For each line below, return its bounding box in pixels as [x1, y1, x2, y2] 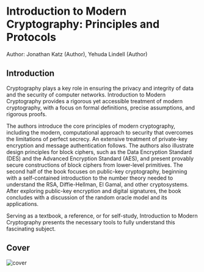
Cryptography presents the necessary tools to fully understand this [6, 218, 175, 226]
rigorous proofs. [6, 110, 47, 117]
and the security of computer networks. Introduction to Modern [6, 90, 166, 98]
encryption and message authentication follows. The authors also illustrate [6, 142, 194, 149]
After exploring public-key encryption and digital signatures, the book [6, 187, 181, 194]
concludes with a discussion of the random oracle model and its [6, 194, 167, 201]
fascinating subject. [6, 225, 56, 232]
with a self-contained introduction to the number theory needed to [6, 174, 173, 182]
